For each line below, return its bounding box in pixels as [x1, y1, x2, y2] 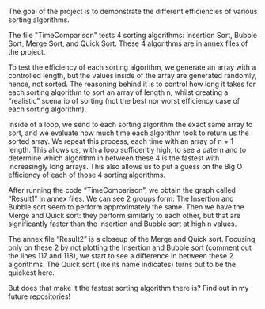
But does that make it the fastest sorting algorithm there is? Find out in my [8, 284, 249, 292]
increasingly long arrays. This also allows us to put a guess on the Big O [8, 162, 243, 171]
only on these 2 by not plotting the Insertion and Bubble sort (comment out [8, 243, 252, 252]
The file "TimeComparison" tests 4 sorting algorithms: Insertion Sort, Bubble [8, 31, 258, 40]
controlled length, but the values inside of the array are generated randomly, [8, 71, 257, 80]
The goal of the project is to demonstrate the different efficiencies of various [8, 7, 258, 16]
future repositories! [8, 292, 71, 301]
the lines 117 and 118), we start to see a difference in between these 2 [8, 251, 233, 260]
